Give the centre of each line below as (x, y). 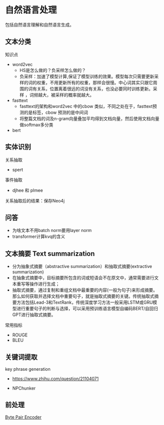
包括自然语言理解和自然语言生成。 (40, 25)
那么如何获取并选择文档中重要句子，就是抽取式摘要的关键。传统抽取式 (83, 296)
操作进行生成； (44, 284)
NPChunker (24, 388)
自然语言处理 (31, 10)
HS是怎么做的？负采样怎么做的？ (53, 70)
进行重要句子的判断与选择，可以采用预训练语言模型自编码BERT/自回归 (87, 309)
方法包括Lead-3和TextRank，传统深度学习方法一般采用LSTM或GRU (85, 302)
